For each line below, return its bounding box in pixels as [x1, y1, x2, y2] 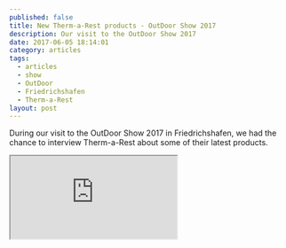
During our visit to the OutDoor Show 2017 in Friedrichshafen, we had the [9, 128, 277, 138]
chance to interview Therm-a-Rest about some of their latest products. [9, 137, 268, 148]
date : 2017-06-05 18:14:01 [9, 37, 109, 47]
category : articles [9, 46, 82, 55]
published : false [9, 12, 74, 22]
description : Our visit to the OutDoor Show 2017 [9, 29, 197, 38]
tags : [9, 54, 29, 63]
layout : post [9, 104, 58, 112]
